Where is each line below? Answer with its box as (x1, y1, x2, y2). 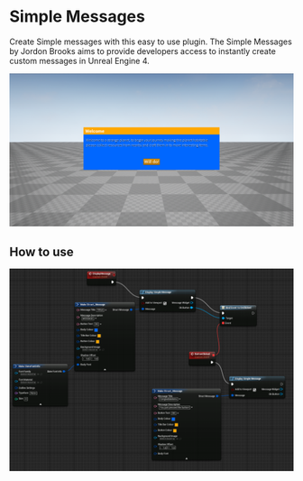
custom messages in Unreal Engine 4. (9, 55, 151, 66)
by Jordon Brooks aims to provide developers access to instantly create (9, 45, 277, 56)
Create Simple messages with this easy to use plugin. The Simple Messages (9, 36, 293, 47)
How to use (9, 244, 74, 259)
